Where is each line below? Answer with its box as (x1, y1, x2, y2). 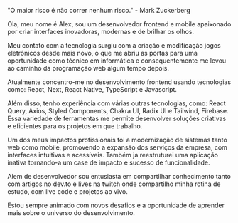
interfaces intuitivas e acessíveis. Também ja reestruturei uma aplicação (7, 151, 219, 159)
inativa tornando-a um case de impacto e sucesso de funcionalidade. (7, 158, 211, 167)
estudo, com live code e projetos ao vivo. (7, 187, 128, 195)
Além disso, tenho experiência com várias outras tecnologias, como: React (7, 99, 226, 108)
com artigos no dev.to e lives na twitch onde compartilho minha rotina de (7, 180, 221, 188)
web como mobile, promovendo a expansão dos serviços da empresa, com (7, 143, 227, 152)
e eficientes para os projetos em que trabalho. (7, 122, 143, 130)
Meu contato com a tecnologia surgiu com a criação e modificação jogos (7, 41, 222, 49)
